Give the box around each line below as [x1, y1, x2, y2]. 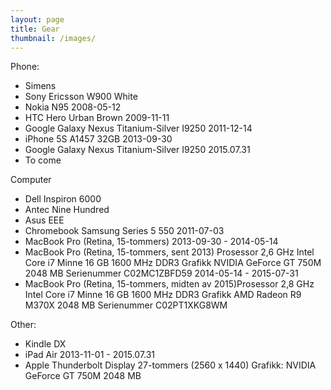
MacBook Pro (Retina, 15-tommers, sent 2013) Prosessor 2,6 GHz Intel [24, 246, 315, 258]
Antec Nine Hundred [24, 204, 110, 216]
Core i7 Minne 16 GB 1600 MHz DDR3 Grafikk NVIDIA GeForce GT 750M [24, 257, 322, 269]
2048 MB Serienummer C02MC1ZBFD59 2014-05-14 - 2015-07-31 [24, 267, 299, 280]
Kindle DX [24, 338, 67, 350]
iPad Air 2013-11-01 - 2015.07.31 [24, 349, 156, 361]
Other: [10, 319, 37, 331]
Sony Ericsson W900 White [24, 91, 138, 103]
